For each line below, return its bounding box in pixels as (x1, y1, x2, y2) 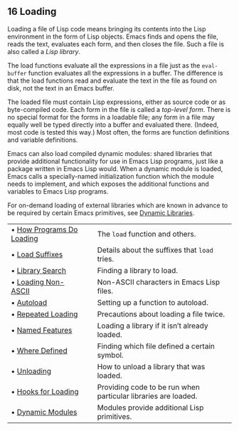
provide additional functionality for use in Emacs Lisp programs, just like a (7, 157, 224, 165)
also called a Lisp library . (7, 47, 80, 56)
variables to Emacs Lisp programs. (7, 187, 109, 195)
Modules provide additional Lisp (97, 403, 204, 412)
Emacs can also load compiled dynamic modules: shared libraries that (7, 149, 212, 157)
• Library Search (11, 265, 66, 275)
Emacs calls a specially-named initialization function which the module (7, 172, 215, 180)
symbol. (97, 350, 124, 360)
